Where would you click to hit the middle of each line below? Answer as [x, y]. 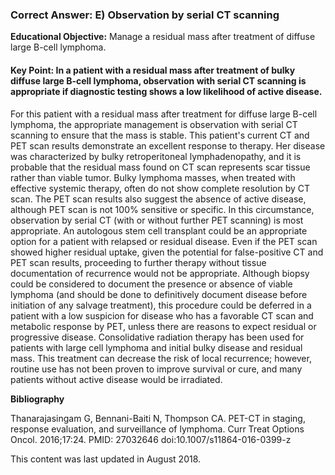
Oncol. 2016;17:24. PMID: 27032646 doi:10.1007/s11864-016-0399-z [151, 439]
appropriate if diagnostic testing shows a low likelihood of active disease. [166, 91]
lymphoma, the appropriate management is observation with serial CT [154, 124]
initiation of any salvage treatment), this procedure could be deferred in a [161, 305]
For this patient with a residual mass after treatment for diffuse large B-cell [164, 114]
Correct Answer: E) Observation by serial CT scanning [145, 15]
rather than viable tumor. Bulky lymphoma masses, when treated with [153, 177]
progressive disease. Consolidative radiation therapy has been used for [157, 337]
